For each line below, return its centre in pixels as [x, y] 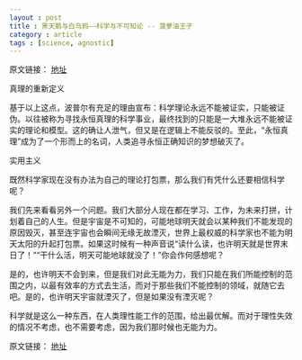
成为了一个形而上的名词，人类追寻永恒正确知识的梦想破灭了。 [135, 141]
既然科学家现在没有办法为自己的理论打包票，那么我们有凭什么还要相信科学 [147, 180]
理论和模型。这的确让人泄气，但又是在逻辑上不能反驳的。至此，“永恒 [153, 130]
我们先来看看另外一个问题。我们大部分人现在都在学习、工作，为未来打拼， [147, 210]
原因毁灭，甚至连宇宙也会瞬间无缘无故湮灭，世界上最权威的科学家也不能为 [147, 233]
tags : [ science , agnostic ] [62, 43]
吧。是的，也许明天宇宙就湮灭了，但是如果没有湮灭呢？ [111, 297]
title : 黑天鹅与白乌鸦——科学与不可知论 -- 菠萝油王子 [101, 26]
